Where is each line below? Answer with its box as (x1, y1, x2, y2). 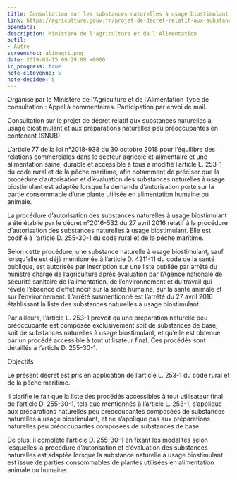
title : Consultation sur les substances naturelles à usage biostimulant (7, 10, 229, 18)
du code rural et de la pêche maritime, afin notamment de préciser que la (7, 167, 220, 176)
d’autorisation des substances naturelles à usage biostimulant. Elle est (7, 227, 212, 235)
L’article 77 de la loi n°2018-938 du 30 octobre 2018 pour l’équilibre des (7, 145, 216, 154)
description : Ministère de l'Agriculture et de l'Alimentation (7, 30, 197, 37)
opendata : (7, 23, 37, 30)
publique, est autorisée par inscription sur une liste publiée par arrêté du (7, 263, 217, 271)
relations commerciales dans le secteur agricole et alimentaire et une (7, 152, 208, 161)
